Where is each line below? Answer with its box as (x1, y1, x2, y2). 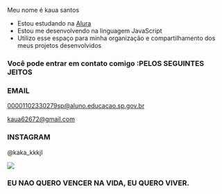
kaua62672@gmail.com (7, 115, 75, 123)
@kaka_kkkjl (7, 148, 43, 157)
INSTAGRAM (7, 132, 51, 142)
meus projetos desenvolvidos (17, 42, 102, 49)
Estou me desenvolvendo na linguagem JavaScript (17, 27, 162, 35)
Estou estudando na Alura (17, 19, 92, 27)
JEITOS (7, 67, 33, 77)
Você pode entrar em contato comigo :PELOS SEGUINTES (7, 58, 205, 68)
